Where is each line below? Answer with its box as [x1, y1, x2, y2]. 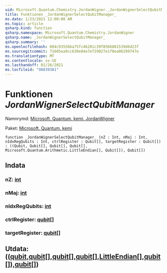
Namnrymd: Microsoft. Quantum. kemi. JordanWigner [5, 115, 115, 122]
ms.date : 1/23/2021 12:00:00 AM [5, 16, 72, 21]
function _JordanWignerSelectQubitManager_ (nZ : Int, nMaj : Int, [5, 135, 148, 139]
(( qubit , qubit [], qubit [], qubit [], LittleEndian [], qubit [5, 253, 161, 261]
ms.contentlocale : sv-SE [5, 58, 57, 63]
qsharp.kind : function [5, 26, 52, 31]
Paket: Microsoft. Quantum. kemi [5, 125, 72, 131]
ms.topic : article [5, 21, 43, 26]
